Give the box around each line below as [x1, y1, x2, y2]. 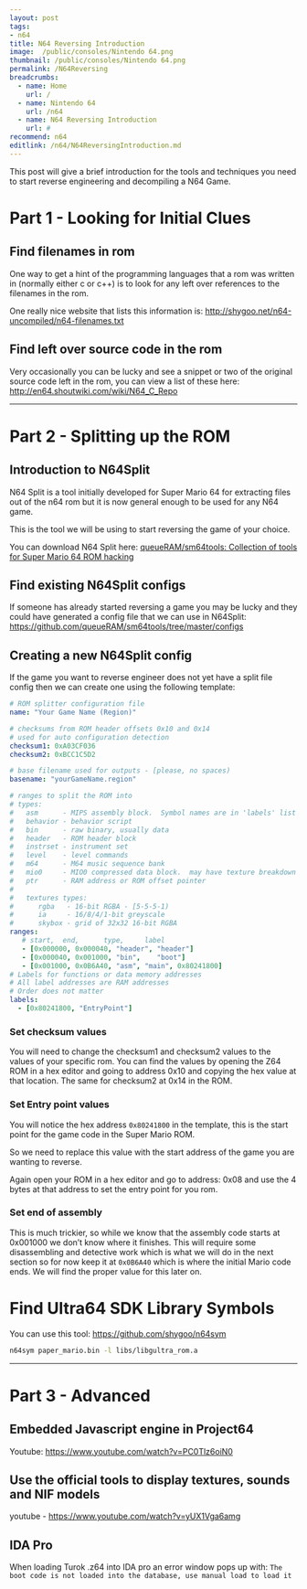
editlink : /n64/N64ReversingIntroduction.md [9, 141, 182, 150]
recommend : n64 [9, 133, 68, 142]
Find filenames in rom [9, 244, 135, 260]
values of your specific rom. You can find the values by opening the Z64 [9, 1056, 281, 1067]
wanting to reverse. [9, 1156, 82, 1167]
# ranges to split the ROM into [9, 792, 132, 801]
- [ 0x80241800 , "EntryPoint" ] [17, 1004, 132, 1013]
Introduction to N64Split [9, 463, 151, 478]
